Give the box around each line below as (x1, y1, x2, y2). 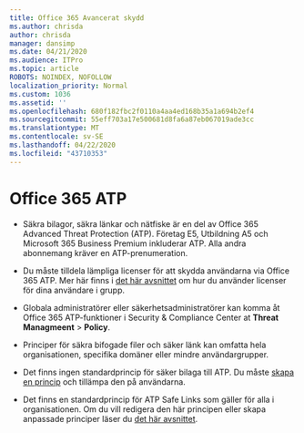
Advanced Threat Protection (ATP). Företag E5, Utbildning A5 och (22, 228, 269, 239)
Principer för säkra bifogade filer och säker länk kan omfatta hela (22, 339, 267, 350)
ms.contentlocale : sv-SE (9, 132, 104, 141)
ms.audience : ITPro (9, 56, 84, 65)
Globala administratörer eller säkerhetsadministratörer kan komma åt (22, 302, 280, 313)
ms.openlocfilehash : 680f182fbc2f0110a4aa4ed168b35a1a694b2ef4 (9, 107, 255, 116)
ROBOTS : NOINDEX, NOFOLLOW (9, 73, 112, 82)
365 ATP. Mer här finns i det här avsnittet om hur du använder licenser (22, 274, 287, 285)
